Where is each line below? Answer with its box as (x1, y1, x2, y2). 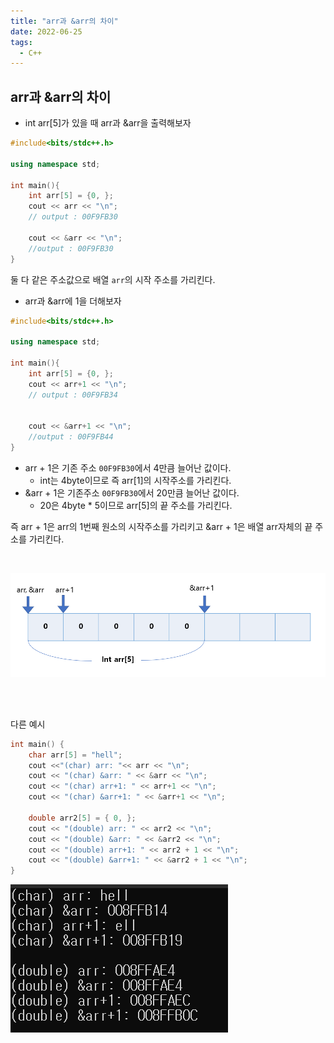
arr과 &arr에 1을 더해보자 (24, 295, 122, 307)
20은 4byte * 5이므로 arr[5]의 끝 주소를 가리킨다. (39, 499, 233, 511)
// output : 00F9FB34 (28, 390, 118, 400)
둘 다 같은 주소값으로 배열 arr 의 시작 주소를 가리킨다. (10, 273, 216, 285)
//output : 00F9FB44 (28, 432, 114, 442)
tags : (10, 37, 33, 47)
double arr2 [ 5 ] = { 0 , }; (28, 813, 137, 823)
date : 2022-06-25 (10, 26, 83, 37)
